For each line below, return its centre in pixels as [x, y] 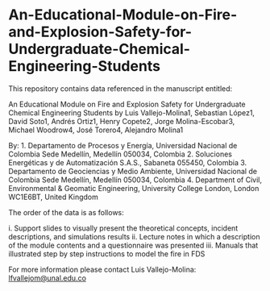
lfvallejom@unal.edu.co [48, 278]
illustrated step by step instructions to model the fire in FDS [107, 254]
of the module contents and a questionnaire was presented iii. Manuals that [133, 245]
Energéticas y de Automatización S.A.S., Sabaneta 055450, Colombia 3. [128, 162]
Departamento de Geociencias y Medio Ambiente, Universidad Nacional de [133, 171]
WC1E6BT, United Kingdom [54, 197]
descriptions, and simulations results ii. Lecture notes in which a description [134, 236]
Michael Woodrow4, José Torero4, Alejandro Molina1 [96, 130]
